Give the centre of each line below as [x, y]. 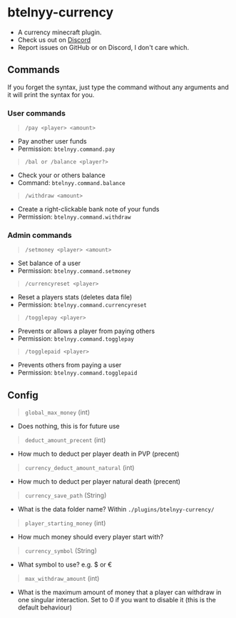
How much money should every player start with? [91, 537]
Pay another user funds [52, 141]
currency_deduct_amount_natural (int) [79, 468]
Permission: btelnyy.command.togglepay [76, 339]
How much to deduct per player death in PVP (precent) [98, 454]
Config [23, 395]
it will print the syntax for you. [51, 94]
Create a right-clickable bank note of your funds [88, 209]
